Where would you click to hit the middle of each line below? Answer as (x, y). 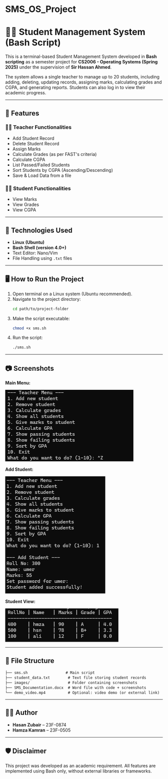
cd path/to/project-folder (40, 309)
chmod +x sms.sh (29, 328)
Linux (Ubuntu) (28, 242)
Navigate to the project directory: (46, 299)
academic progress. (26, 93)
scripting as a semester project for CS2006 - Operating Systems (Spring (81, 62)
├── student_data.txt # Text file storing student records (76, 678)
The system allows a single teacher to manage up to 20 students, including (82, 77)
